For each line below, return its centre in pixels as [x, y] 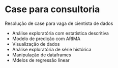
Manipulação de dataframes [42, 55]
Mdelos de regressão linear [41, 60]
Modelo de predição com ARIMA [46, 39]
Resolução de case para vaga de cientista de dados [59, 23]
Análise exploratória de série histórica [52, 49]
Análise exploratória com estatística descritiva [60, 33]
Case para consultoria [52, 9]
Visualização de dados [36, 44]
